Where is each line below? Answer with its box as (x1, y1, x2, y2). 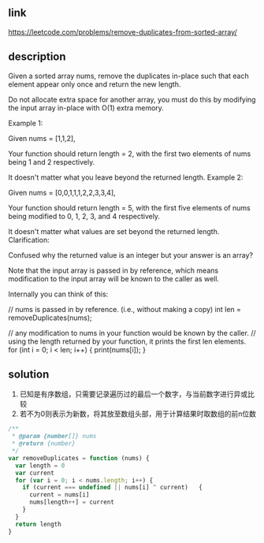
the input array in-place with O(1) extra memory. (8, 102, 164, 113)
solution (8, 368, 50, 381)
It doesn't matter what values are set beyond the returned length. (8, 226, 220, 236)
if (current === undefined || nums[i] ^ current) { (22, 484, 203, 492)
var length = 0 (15, 461, 65, 470)
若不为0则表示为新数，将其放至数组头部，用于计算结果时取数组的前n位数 (19, 409, 256, 418)
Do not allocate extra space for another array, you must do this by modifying (8, 95, 256, 104)
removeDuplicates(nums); (8, 313, 92, 322)
